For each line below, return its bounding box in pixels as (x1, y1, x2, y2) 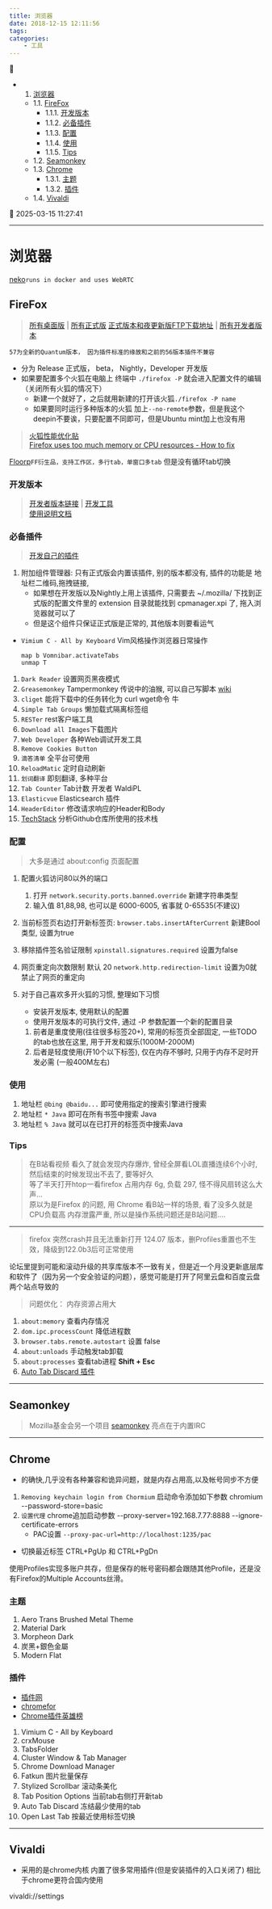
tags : (9, 27, 27, 35)
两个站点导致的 (9, 1282, 59, 1292)
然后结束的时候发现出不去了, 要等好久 (28, 1169, 154, 1179)
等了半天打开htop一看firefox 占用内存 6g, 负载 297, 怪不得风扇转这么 (28, 1179, 256, 1189)
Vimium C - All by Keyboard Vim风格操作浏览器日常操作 (20, 636, 208, 645)
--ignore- (232, 1510, 263, 1520)
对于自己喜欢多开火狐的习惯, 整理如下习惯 (20, 989, 160, 999)
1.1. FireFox (32, 99, 69, 108)
